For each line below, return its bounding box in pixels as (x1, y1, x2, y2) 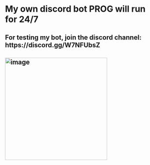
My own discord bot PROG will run (5, 3, 146, 15)
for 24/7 (5, 14, 39, 25)
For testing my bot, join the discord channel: (5, 33, 142, 41)
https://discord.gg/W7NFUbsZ (5, 41, 101, 49)
